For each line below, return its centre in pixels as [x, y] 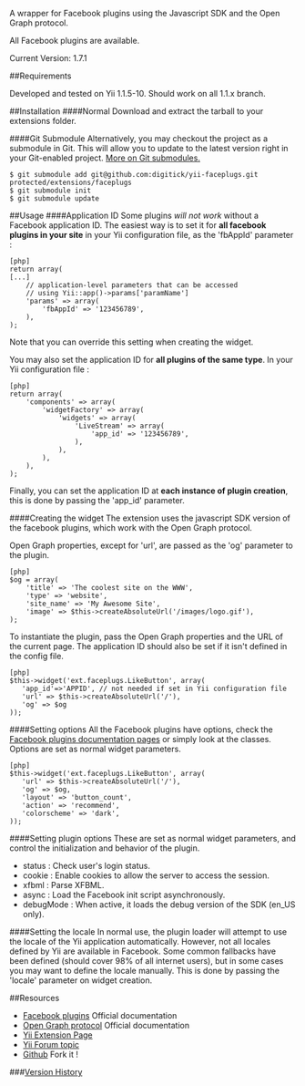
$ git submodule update [55, 199]
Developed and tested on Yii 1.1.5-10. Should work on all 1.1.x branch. [137, 93]
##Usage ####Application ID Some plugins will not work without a [134, 215]
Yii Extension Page [57, 1035]
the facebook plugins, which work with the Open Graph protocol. [131, 527]
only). [33, 914]
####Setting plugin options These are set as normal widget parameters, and [152, 838]
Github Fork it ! [51, 1054]
